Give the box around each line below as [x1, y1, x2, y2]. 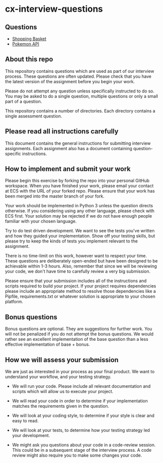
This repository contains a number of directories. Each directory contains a [5, 108, 156, 113]
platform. [5, 299, 23, 305]
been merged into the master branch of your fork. [5, 193, 105, 199]
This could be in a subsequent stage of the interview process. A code [12, 447, 152, 453]
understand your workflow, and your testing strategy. [5, 374, 112, 380]
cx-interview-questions [5, 3, 103, 15]
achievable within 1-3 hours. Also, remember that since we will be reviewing [5, 263, 157, 269]
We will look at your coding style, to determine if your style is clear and [12, 413, 155, 419]
